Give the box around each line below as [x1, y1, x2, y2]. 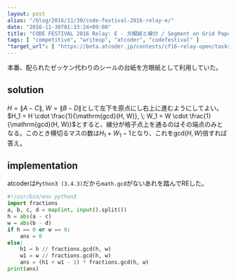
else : [7, 239, 23, 247]
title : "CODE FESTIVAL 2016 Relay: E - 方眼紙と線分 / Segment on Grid [7, 30, 216, 37]
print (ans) [7, 266, 39, 273]
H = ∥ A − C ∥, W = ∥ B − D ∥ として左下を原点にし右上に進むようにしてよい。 [7, 104, 223, 112]
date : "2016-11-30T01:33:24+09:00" [7, 23, 112, 30]
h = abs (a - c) [7, 213, 52, 221]
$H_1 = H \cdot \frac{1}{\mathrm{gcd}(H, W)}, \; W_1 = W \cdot [7, 111, 188, 120]
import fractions [7, 200, 58, 207]
